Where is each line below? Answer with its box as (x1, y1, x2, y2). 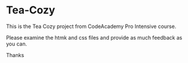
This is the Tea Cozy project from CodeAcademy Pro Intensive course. (6, 23, 176, 30)
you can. (6, 40, 28, 47)
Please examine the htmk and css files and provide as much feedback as (6, 34, 183, 41)
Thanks (6, 51, 25, 58)
